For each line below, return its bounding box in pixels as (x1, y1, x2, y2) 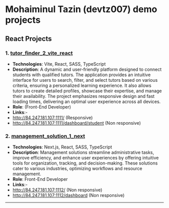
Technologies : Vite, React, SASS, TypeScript (12, 61, 106, 67)
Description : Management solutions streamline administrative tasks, (12, 149, 154, 155)
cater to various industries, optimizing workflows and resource (12, 166, 142, 172)
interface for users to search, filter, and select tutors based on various (12, 77, 158, 83)
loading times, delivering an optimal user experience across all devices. (12, 98, 161, 105)
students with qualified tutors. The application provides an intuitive (12, 72, 151, 78)
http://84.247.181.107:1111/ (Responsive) (12, 115, 93, 121)
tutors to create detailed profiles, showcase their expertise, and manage (12, 87, 162, 94)
